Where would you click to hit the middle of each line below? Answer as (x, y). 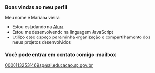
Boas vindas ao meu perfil (36, 7)
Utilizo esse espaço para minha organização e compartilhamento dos (81, 37)
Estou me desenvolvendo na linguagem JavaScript (62, 32)
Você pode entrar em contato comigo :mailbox (61, 55)
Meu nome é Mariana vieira (32, 18)
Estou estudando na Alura (38, 27)
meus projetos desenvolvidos (41, 42)
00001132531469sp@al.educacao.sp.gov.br (49, 65)
